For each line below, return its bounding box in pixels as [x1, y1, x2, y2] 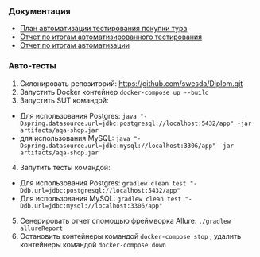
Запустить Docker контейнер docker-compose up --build [19, 87, 209, 96]
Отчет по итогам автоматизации [19, 41, 130, 50]
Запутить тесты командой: [19, 162, 111, 172]
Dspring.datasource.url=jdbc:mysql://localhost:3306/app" [19, 142, 216, 150]
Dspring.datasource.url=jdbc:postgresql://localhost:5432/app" [19, 119, 235, 127]
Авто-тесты [8, 60, 57, 72]
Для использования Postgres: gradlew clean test [19, 177, 187, 188]
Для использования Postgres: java [19, 111, 137, 120]
